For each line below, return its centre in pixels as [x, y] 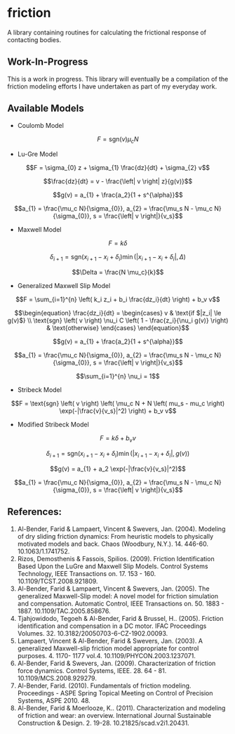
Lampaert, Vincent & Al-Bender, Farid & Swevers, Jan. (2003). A [110, 641]
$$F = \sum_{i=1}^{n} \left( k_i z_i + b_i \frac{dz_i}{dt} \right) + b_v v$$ [118, 299]
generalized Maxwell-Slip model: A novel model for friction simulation [118, 596]
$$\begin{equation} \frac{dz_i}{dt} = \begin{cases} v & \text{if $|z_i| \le [118, 313]
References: [34, 512]
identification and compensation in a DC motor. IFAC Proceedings [112, 626]
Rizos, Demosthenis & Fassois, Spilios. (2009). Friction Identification [116, 558]
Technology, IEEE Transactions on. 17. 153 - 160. [87, 573]
